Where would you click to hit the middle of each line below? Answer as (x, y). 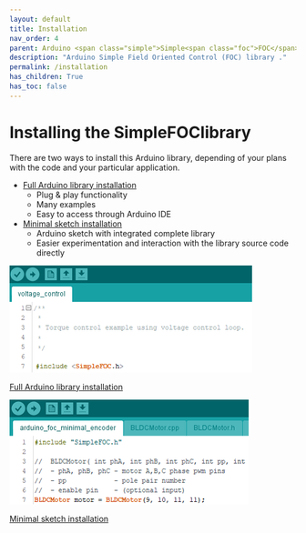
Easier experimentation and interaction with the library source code (163, 243)
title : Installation (49, 29)
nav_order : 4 (34, 38)
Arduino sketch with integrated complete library (126, 233)
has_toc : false (38, 86)
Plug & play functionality (82, 195)
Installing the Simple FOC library (131, 132)
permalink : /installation (58, 67)
